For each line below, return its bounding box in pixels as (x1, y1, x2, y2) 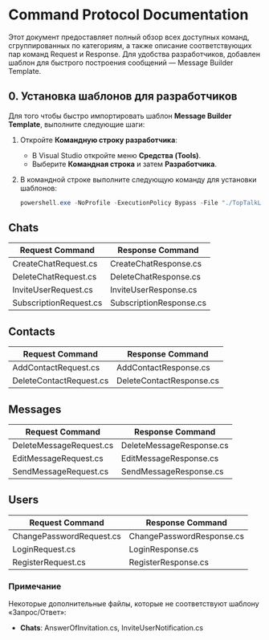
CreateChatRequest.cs (12, 259, 98, 270)
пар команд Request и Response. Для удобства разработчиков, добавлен (8, 49, 261, 59)
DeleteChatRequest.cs (12, 271, 97, 283)
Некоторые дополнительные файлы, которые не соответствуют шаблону (8, 599, 259, 609)
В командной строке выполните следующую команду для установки (19, 174, 257, 184)
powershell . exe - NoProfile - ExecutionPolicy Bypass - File (19, 198, 218, 206)
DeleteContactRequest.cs (12, 375, 109, 386)
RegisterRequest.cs (12, 556, 86, 568)
